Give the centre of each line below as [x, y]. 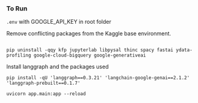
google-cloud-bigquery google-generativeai [90, 55]
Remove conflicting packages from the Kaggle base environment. [89, 34]
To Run [17, 9]
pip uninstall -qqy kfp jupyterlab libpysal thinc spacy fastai [90, 50]
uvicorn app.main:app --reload [46, 94]
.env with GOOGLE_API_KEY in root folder [59, 22]
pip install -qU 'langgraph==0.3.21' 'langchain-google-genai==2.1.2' [98, 78]
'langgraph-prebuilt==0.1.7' [43, 83]
